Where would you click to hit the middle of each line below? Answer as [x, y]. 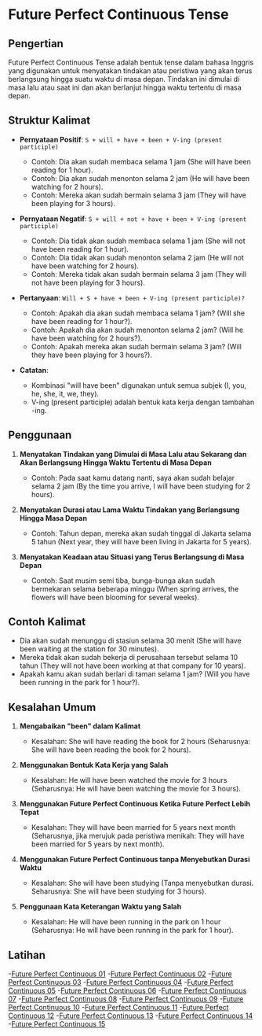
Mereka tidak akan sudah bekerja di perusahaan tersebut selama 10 [129, 658]
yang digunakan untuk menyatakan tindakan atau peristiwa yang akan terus [130, 71]
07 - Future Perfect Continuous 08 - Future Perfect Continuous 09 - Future [126, 999]
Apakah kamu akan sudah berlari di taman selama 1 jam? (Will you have [135, 674]
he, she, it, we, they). [65, 393]
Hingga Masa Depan [53, 518]
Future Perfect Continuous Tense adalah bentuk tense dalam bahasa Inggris [131, 62]
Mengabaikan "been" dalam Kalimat [80, 726]
